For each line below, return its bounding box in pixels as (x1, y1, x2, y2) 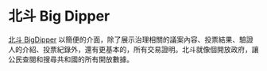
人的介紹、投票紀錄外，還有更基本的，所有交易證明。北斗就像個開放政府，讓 (8, 44, 259, 54)
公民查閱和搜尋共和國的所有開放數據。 (8, 54, 133, 64)
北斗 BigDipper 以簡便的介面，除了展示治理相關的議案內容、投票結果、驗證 (8, 35, 254, 44)
